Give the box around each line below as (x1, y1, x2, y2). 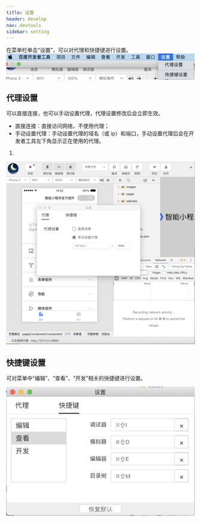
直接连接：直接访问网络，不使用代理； (14, 123, 109, 130)
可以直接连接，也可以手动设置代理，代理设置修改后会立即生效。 (6, 110, 163, 117)
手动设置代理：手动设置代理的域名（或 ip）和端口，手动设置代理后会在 (14, 130, 189, 137)
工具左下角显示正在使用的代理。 (25, 138, 105, 145)
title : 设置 (6, 10, 34, 16)
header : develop (6, 16, 47, 22)
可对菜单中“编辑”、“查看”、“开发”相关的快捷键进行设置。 (6, 375, 146, 381)
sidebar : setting (6, 29, 50, 35)
